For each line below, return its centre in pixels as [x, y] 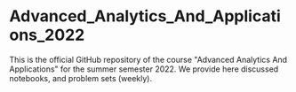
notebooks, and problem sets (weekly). [81, 78]
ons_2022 [47, 35]
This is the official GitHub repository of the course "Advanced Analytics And [148, 59]
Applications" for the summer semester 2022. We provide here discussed [144, 69]
